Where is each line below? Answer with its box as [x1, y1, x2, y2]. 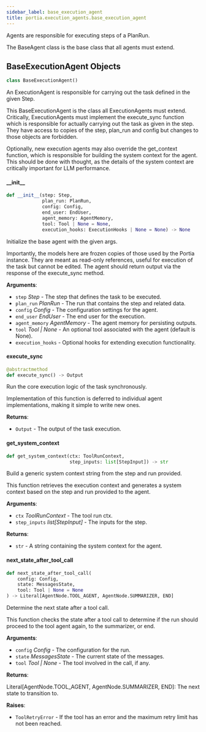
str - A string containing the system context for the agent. [15, 542, 162, 550]
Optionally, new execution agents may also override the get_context [6, 145, 178, 152]
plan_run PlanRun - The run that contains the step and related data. [15, 299, 186, 307]
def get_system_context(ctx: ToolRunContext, [6, 453, 124, 459]
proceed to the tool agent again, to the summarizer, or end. [6, 623, 155, 629]
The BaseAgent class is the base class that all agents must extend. [6, 44, 175, 51]
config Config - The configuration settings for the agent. [15, 306, 158, 313]
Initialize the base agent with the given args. [6, 238, 118, 245]
